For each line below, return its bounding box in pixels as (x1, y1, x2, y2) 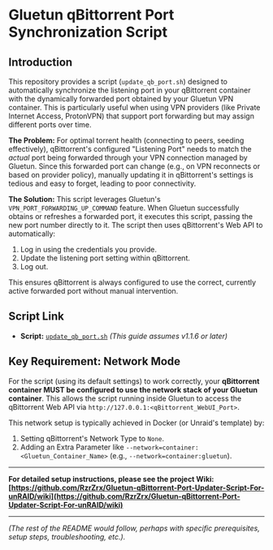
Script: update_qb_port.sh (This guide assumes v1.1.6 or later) (19, 331, 228, 341)
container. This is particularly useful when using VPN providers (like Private (8, 103, 261, 112)
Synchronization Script (8, 23, 168, 41)
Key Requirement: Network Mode (8, 354, 181, 368)
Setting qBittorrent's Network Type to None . (19, 433, 165, 443)
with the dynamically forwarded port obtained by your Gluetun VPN (8, 94, 234, 103)
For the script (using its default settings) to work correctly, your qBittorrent (8, 376, 260, 386)
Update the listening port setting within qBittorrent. (19, 253, 191, 263)
